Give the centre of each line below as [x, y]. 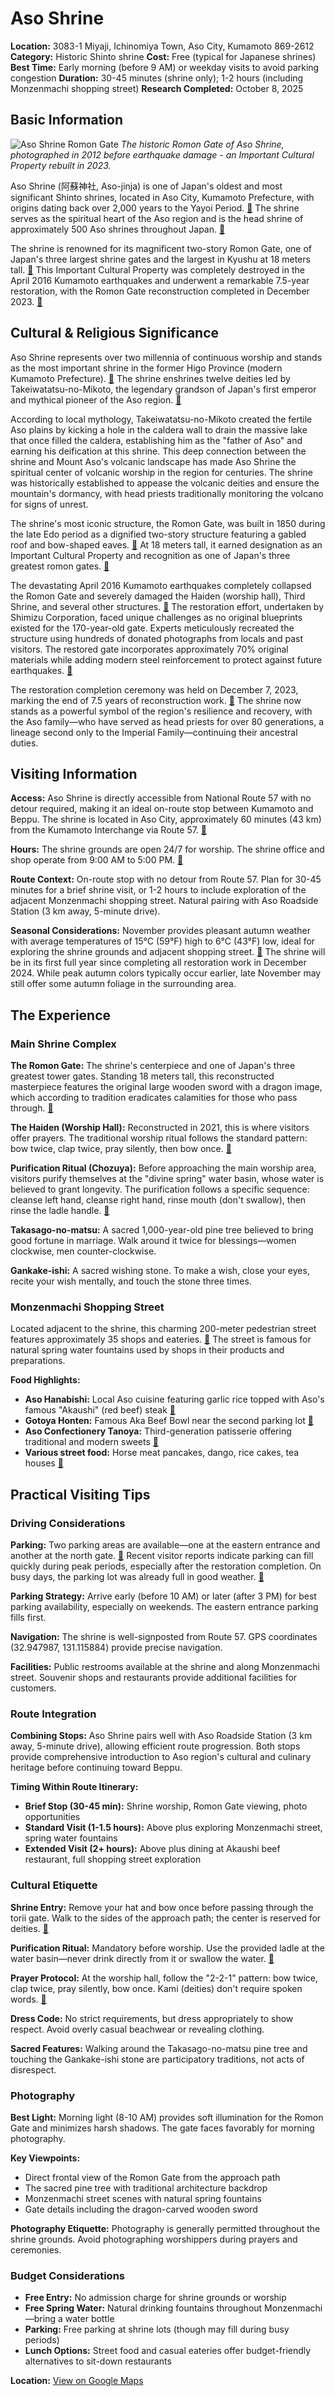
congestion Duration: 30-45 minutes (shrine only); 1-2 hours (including [157, 78]
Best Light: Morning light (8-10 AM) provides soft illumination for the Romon [167, 2117]
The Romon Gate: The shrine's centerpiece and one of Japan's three [153, 1066]
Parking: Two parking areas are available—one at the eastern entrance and [165, 1545]
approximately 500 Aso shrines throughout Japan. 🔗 [118, 229]
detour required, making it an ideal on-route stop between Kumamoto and [162, 809]
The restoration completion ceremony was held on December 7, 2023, [154, 689]
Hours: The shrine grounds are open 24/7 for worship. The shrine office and [167, 849]
